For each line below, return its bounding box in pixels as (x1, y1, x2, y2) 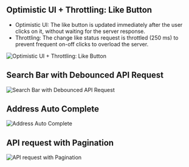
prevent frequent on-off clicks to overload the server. (15, 40, 149, 48)
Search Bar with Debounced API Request (6, 70, 164, 80)
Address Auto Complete (6, 104, 99, 115)
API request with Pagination (6, 137, 114, 148)
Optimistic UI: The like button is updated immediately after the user (15, 21, 183, 28)
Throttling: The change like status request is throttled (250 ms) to (15, 34, 179, 41)
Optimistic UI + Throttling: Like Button (6, 5, 153, 15)
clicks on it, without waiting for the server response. (15, 27, 146, 35)
